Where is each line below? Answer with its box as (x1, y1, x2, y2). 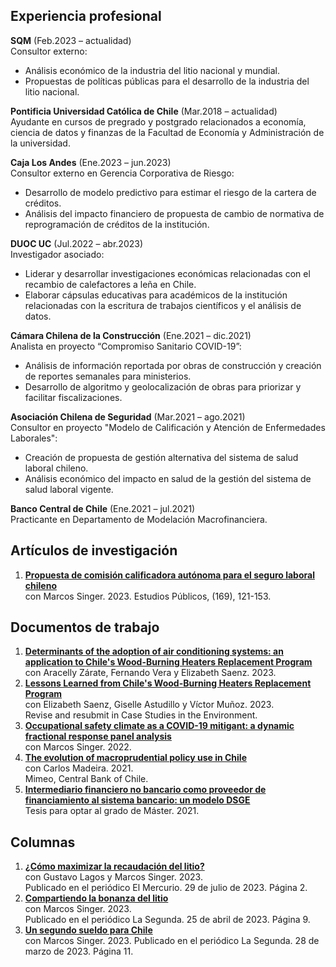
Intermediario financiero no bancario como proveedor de (24, 784, 267, 796)
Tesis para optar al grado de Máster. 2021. (24, 805, 200, 817)
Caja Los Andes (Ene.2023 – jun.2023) (10, 156, 172, 168)
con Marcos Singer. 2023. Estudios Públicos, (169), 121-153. (24, 590, 272, 602)
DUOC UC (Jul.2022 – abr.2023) (10, 237, 144, 249)
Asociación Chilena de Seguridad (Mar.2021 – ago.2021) (10, 410, 246, 423)
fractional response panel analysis (24, 730, 172, 743)
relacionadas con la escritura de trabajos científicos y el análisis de (24, 299, 302, 311)
